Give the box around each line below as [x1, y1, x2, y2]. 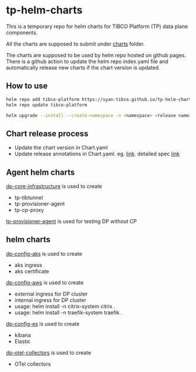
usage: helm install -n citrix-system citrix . [14, 303, 116, 310]
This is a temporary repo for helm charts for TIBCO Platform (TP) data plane [6, 23, 188, 30]
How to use [6, 81, 48, 91]
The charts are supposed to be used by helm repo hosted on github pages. [6, 51, 187, 58]
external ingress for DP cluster [14, 290, 88, 297]
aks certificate [14, 267, 50, 274]
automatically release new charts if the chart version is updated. [6, 64, 160, 71]
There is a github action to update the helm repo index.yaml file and [6, 58, 169, 65]
